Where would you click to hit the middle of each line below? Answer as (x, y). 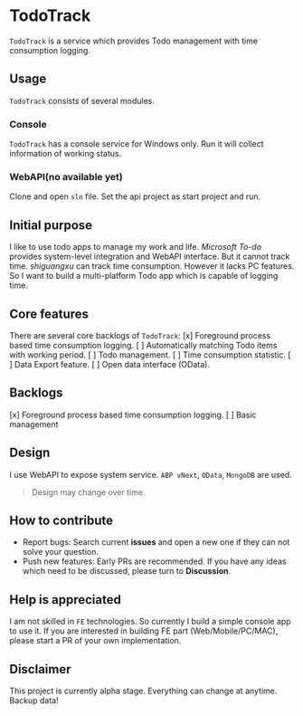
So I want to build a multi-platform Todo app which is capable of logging (144, 276)
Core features (49, 314)
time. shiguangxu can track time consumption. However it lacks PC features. (152, 266)
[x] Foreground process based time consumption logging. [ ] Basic (133, 415)
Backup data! (34, 701)
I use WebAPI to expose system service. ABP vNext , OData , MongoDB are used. (151, 474)
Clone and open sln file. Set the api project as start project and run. (135, 196)
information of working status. (66, 154)
